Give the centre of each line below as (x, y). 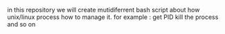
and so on (21, 24)
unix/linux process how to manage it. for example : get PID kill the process (113, 17)
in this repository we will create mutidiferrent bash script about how (103, 10)
